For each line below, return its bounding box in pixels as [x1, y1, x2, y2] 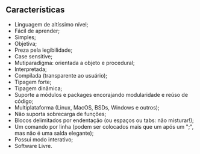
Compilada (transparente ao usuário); [14, 72, 108, 79]
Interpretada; [14, 66, 47, 73]
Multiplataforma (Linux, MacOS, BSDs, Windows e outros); [14, 103, 160, 111]
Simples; [14, 33, 37, 41]
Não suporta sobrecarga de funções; [14, 110, 107, 117]
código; [14, 97, 34, 105]
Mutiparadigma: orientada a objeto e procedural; [14, 59, 135, 66]
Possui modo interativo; [14, 135, 73, 143]
